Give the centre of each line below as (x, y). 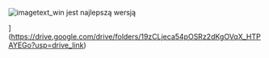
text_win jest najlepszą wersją (86, 12)
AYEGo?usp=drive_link (46, 45)
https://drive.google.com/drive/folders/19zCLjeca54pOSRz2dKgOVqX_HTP (136, 37)
